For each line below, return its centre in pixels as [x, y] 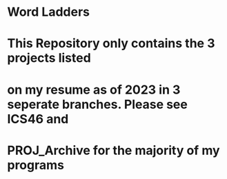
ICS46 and [38, 119]
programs [36, 165]
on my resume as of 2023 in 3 [94, 89]
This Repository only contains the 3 [111, 44]
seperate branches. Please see [97, 104]
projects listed [49, 58]
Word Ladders [48, 12]
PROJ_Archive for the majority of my [113, 150]
